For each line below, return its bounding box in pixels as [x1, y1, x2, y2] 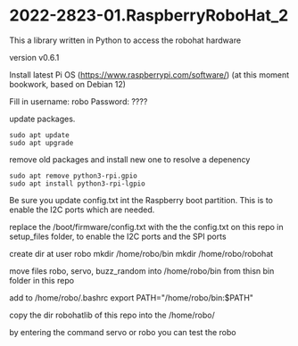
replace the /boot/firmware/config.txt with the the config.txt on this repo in [9, 221, 284, 232]
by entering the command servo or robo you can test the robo [9, 326, 236, 337]
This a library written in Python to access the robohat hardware [9, 35, 242, 45]
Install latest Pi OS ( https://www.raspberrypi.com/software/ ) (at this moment [9, 69, 290, 80]
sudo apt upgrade [9, 138, 74, 147]
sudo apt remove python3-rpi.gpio [9, 171, 138, 180]
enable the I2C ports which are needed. [9, 204, 155, 215]
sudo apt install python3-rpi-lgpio [9, 179, 145, 188]
